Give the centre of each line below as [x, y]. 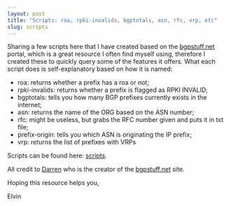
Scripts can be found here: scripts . [57, 156]
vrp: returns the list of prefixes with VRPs [77, 142]
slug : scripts [28, 27]
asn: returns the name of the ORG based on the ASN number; [106, 112]
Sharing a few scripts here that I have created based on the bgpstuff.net [111, 47]
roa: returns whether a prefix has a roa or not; [83, 83]
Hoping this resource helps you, [53, 183]
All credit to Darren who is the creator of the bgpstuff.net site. [96, 170]
